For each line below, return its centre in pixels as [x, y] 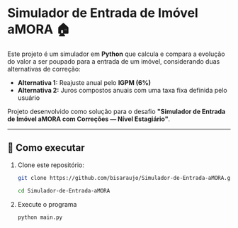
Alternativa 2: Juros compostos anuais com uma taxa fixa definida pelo [123, 90]
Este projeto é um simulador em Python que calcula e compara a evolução [116, 54]
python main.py [40, 217]
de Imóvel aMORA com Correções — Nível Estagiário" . [89, 119]
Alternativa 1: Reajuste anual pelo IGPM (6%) [84, 82]
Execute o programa [47, 204]
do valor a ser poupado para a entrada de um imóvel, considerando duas [114, 61]
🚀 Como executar [46, 148]
